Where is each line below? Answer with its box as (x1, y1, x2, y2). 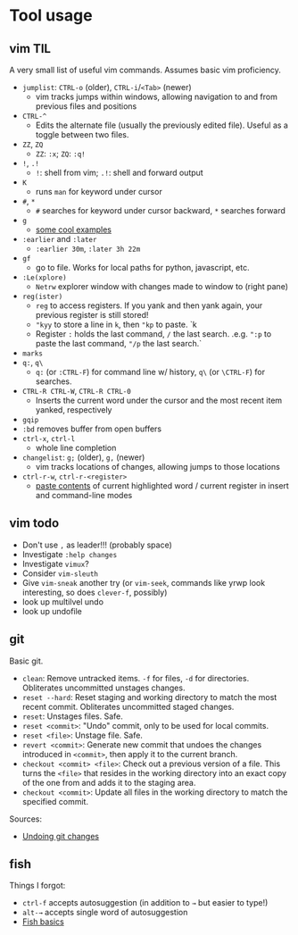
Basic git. (9, 655, 44, 666)
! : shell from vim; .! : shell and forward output (35, 167, 203, 178)
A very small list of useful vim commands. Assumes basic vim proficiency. (9, 64, 281, 75)
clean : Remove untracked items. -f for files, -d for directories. (21, 672, 250, 683)
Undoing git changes (21, 831, 100, 841)
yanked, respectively (35, 405, 112, 415)
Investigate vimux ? (21, 558, 89, 569)
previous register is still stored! (35, 310, 149, 320)
